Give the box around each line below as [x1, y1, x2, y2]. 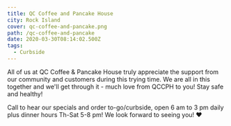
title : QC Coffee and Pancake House [7, 10, 113, 17]
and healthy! [7, 89, 43, 98]
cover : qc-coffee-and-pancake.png [7, 23, 108, 30]
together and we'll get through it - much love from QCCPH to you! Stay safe [7, 82, 224, 91]
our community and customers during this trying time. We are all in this [7, 75, 211, 83]
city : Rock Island [7, 17, 61, 24]
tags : [7, 42, 23, 49]
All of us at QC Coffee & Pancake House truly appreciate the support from [7, 67, 219, 76]
